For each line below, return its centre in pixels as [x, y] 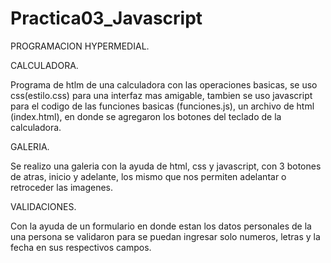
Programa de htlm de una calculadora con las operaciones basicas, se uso [164, 84]
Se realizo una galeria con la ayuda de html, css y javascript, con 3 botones [166, 166]
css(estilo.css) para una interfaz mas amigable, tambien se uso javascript [161, 95]
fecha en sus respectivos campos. [81, 247]
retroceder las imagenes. [62, 187]
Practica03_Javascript [106, 18]
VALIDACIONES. [43, 206]
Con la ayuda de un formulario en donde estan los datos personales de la [161, 226]
